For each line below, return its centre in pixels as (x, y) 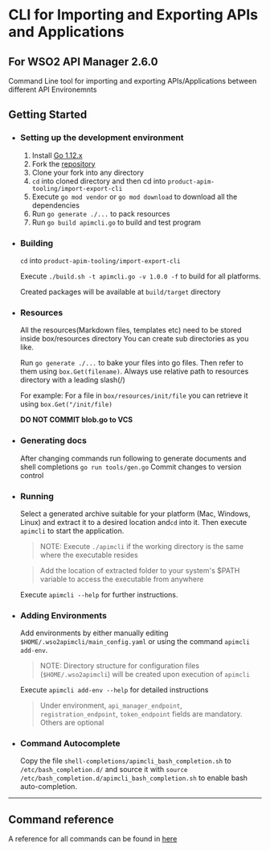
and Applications (66, 32)
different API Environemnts (53, 89)
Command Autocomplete (70, 744)
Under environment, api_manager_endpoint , (111, 705)
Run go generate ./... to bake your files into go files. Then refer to (131, 363)
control (32, 475)
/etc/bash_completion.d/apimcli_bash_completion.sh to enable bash (133, 778)
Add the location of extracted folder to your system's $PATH (140, 570)
